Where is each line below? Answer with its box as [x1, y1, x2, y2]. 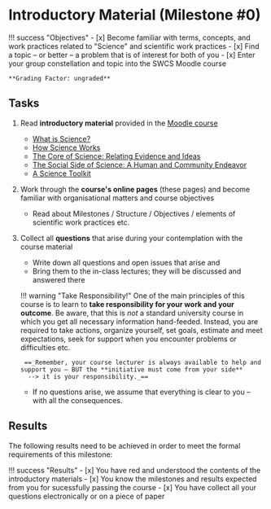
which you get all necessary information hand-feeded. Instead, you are [20, 316, 259, 327]
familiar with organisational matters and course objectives [20, 193, 215, 203]
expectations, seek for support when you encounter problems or [20, 334, 238, 344]
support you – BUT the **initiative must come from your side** [20, 365, 243, 374]
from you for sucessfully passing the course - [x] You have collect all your [8, 482, 256, 492]
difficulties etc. [20, 342, 71, 352]
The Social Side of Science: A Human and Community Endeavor [32, 160, 247, 169]
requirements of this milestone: [8, 450, 113, 459]
